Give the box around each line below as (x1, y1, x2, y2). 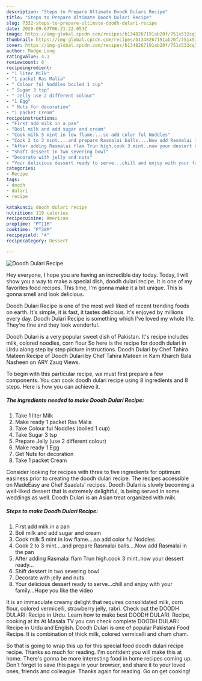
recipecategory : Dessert (6, 238, 69, 244)
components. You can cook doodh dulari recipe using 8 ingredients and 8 (6, 377, 188, 384)
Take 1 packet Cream (14, 457, 67, 464)
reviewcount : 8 (6, 59, 44, 65)
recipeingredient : (6, 64, 52, 71)
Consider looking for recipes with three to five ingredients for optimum (6, 468, 181, 475)
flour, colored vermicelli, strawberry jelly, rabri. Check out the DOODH (6, 605, 179, 612)
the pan (14, 548, 34, 555)
